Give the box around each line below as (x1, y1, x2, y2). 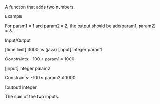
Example (5, 14, 23, 19)
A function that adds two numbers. (5, 4, 75, 10)
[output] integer (5, 84, 37, 90)
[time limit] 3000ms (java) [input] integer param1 (5, 47, 102, 52)
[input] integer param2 (5, 65, 50, 71)
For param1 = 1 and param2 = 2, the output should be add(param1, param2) (5, 23, 156, 29)
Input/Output (5, 37, 31, 43)
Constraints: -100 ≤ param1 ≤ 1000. (5, 56, 76, 62)
